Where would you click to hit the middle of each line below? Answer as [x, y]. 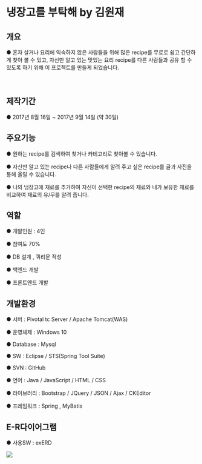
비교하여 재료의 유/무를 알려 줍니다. [48, 194]
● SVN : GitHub [26, 368]
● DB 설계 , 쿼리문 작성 [34, 257]
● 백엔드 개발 [23, 270]
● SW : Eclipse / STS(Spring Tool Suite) [56, 356]
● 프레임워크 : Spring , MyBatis [44, 406]
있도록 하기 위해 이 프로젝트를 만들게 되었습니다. [63, 68]
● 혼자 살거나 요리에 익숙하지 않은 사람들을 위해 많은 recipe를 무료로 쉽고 [93, 52]
